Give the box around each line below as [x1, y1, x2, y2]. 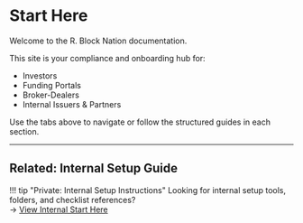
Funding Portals [22, 79, 81, 90]
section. [9, 125, 40, 136]
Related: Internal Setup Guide [9, 161, 179, 176]
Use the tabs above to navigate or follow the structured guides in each [9, 116, 271, 127]
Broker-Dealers [22, 89, 79, 100]
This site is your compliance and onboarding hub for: [9, 52, 206, 63]
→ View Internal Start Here [9, 204, 108, 215]
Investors [22, 70, 58, 81]
